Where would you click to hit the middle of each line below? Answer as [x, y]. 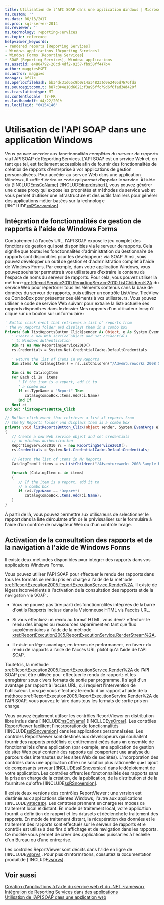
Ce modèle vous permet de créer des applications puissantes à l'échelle [78, 834]
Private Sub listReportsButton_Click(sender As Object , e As [69, 332]
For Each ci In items [34, 377]
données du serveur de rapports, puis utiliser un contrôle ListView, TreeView [82, 293]
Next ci [19, 405]
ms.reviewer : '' [21, 28]
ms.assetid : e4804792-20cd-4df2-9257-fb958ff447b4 [58, 64]
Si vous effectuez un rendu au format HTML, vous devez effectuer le [81, 619]
